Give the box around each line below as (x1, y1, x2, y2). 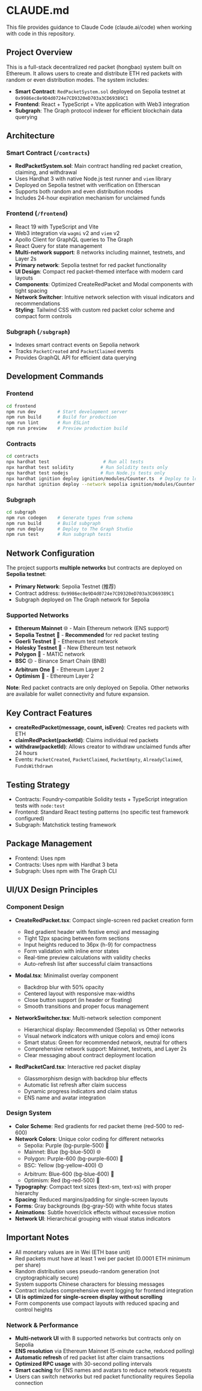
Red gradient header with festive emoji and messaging (23, 928, 159, 935)
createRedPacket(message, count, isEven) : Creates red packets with (14, 724, 189, 731)
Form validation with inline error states (23, 947, 119, 954)
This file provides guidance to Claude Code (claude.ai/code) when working (6, 23, 192, 31)
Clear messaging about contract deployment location (23, 1051, 156, 1058)
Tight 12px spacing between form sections (23, 935, 130, 942)
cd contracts (6, 453, 39, 459)
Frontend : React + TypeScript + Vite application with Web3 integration (14, 100, 190, 108)
